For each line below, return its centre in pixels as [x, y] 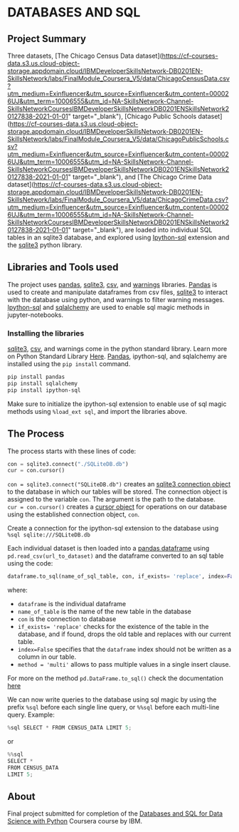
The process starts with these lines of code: [72, 451]
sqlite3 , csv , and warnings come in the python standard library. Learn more [117, 349]
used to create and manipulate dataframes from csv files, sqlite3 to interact [118, 292]
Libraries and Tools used [63, 267]
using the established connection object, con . [74, 514]
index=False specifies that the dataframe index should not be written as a [124, 650]
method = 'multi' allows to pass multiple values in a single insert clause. [124, 665]
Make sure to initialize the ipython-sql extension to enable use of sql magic [117, 404]
